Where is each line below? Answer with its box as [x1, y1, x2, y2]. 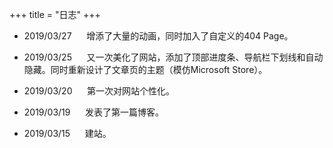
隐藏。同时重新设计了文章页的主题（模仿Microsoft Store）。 [23, 64, 268, 75]
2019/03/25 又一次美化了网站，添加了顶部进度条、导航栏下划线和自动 [23, 51, 324, 63]
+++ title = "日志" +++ [9, 9, 101, 20]
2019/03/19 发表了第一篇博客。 [23, 106, 165, 118]
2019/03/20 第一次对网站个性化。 [23, 85, 176, 97]
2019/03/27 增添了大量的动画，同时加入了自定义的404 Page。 [23, 30, 294, 42]
